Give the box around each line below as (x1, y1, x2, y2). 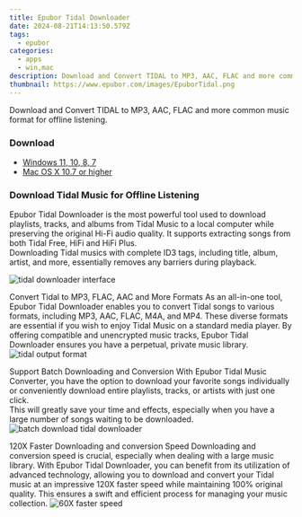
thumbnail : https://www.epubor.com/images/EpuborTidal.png (9, 80, 235, 89)
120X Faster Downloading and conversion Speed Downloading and (9, 441, 256, 451)
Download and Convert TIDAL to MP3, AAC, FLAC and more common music (9, 104, 290, 115)
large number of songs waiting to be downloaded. (9, 414, 194, 425)
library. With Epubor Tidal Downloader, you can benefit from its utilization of (9, 460, 290, 471)
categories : (9, 47, 54, 56)
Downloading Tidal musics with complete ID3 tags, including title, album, (9, 248, 279, 258)
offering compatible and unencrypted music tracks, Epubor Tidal (9, 329, 249, 341)
